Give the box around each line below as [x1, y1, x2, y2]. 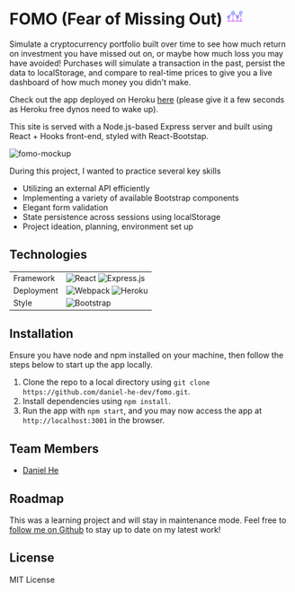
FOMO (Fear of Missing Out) [9, 9, 223, 30]
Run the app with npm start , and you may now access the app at [22, 405, 263, 416]
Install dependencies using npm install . [22, 396, 171, 407]
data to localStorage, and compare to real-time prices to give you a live [9, 66, 273, 78]
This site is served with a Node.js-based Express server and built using [9, 120, 273, 132]
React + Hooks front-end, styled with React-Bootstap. [9, 130, 209, 141]
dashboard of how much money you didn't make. [9, 76, 192, 87]
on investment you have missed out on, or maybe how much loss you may [9, 48, 283, 58]
